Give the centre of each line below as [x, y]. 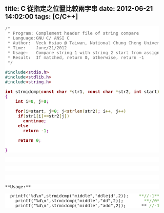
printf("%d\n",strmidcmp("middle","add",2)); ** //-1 [87, 205]
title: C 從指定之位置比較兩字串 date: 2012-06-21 [79, 9]
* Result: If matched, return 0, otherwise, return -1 [76, 57]
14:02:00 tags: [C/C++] [41, 17]
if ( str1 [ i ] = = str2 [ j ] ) [44, 116]
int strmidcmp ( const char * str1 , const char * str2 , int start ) [82, 91]
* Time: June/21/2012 [37, 48]
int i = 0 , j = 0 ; [32, 101]
